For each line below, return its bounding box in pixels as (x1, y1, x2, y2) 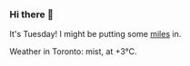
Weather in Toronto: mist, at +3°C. (9, 46, 137, 57)
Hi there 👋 (9, 8, 55, 21)
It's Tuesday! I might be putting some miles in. (9, 29, 182, 40)
